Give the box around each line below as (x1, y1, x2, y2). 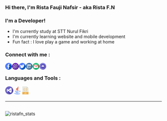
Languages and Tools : (5, 75, 61, 81)
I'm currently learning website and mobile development (12, 34, 126, 40)
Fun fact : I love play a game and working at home (12, 39, 115, 45)
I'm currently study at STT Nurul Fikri (12, 29, 88, 35)
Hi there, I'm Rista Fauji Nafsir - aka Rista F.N (5, 4, 115, 11)
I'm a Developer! (5, 17, 46, 24)
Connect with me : (5, 51, 51, 58)
